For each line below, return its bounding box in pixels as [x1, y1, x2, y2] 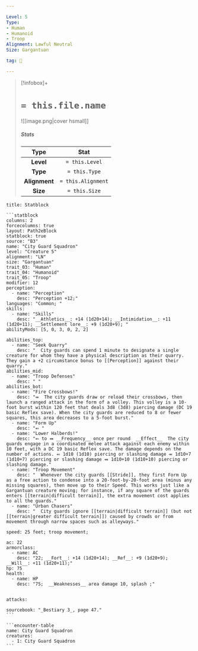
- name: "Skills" [11, 311, 55, 317]
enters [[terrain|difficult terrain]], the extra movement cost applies [6, 493, 190, 498]
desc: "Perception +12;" [17, 295, 78, 301]
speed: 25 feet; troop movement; [6, 529, 89, 535]
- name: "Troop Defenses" [11, 373, 76, 379]
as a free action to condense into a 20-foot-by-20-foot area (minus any [6, 477, 193, 483]
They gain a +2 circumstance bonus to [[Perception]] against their [6, 357, 179, 364]
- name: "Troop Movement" [11, 466, 76, 472]
